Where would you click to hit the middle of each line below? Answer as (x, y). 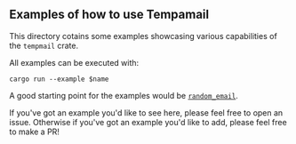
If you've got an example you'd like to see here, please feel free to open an (146, 112)
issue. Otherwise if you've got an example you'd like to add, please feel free (148, 122)
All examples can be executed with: (74, 62)
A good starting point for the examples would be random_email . (124, 95)
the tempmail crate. (44, 45)
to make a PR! (35, 132)
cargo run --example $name (59, 79)
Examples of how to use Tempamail (109, 15)
